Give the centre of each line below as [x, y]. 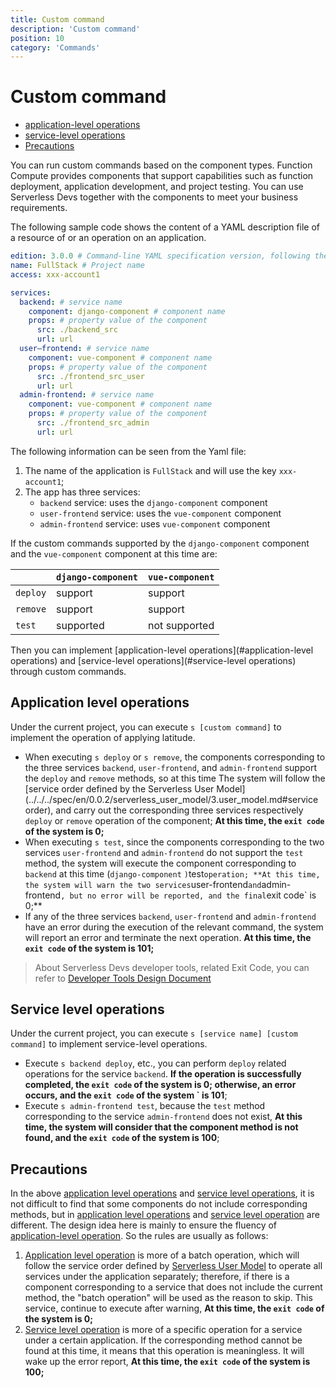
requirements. [39, 208]
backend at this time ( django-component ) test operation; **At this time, [172, 873]
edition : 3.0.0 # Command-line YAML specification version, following [160, 256]
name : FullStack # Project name [77, 266]
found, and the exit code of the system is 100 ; [122, 1138]
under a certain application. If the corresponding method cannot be [163, 1340]
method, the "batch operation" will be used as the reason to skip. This [168, 1298]
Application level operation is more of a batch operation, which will [162, 1255]
